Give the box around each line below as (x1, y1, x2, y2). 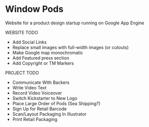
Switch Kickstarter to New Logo (12, 95, 78, 101)
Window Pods (5, 3, 64, 15)
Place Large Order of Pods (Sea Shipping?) (12, 100, 101, 106)
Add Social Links (12, 39, 47, 45)
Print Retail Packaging (12, 116, 58, 122)
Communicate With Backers (12, 79, 70, 85)
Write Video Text (12, 84, 47, 90)
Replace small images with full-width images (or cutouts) (12, 44, 129, 50)
